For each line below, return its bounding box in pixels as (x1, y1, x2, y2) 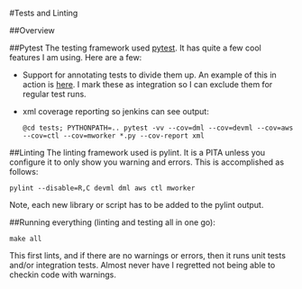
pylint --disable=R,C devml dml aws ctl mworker (9, 184, 196, 193)
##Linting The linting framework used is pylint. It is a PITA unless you (9, 148, 266, 158)
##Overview (9, 25, 56, 35)
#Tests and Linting (9, 8, 78, 18)
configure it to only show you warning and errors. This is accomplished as (9, 157, 285, 167)
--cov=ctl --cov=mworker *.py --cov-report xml (22, 131, 205, 140)
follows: (9, 167, 39, 176)
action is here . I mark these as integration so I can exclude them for (22, 79, 273, 89)
